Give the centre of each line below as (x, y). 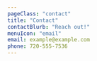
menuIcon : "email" (34, 33)
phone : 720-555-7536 (38, 46)
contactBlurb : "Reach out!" (49, 27)
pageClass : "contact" (39, 14)
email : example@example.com (49, 40)
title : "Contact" (33, 20)
